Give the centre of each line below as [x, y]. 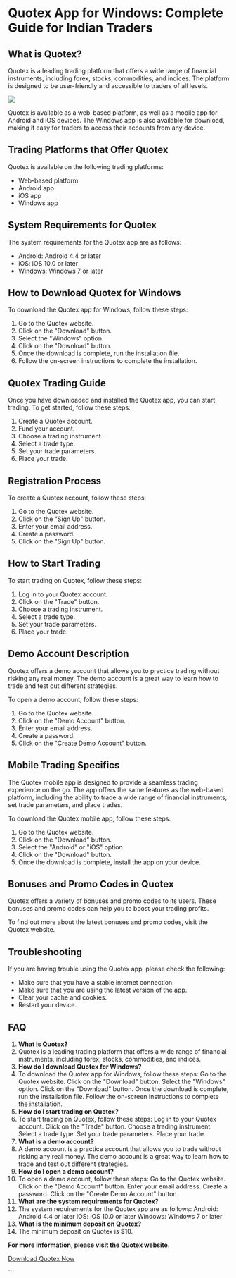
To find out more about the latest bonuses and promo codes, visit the [108, 922]
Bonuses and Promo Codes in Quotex [91, 884]
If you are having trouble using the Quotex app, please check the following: [117, 969]
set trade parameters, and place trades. [65, 804]
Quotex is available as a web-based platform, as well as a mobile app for [113, 113]
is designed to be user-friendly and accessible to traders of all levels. [108, 86]
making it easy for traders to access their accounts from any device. [107, 128]
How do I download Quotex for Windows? [80, 1067]
